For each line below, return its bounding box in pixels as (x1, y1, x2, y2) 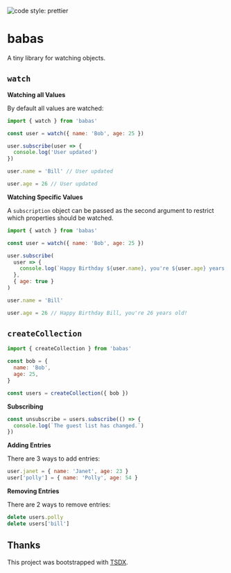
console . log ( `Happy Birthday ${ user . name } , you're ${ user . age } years (19, 265, 225, 272)
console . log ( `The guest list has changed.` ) (13, 422, 144, 429)
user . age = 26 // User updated (7, 180, 98, 187)
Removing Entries (7, 487, 60, 495)
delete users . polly (7, 514, 64, 521)
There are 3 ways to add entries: (7, 454, 101, 463)
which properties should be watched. (7, 214, 114, 222)
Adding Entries (7, 441, 51, 450)
